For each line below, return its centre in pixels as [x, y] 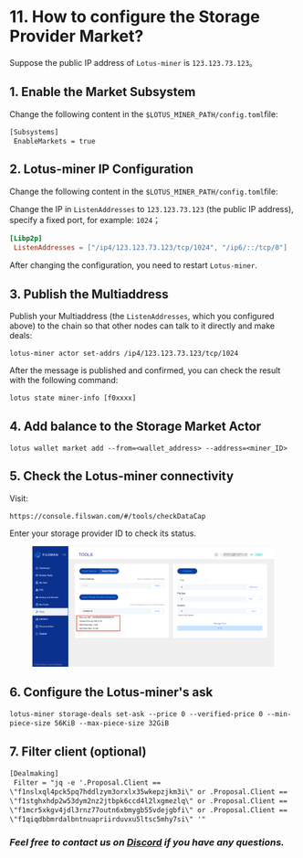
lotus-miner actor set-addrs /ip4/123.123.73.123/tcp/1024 [124, 354]
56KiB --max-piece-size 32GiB [112, 724]
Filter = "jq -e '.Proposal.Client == [87, 783]
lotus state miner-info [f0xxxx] [73, 398]
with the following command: [64, 381]
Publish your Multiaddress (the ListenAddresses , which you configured [142, 316]
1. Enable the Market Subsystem [103, 92]
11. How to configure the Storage [135, 17]
